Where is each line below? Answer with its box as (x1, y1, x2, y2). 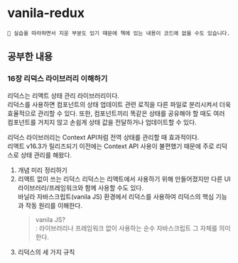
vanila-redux (7, 5, 85, 21)
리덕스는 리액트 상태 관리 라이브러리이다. (7, 91, 119, 100)
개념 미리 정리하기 (17, 165, 67, 174)
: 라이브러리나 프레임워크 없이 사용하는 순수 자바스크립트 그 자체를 (35, 223, 218, 232)
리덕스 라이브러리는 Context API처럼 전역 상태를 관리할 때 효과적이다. (7, 133, 200, 141)
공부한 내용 (7, 51, 53, 63)
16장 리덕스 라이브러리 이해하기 (7, 74, 108, 84)
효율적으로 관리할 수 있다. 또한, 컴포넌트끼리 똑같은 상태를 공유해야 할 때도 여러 (7, 108, 225, 118)
